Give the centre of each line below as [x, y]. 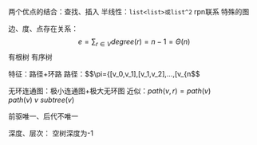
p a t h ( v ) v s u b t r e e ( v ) [42, 100]
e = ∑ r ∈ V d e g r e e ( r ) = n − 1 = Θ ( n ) [134, 42]
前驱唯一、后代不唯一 [43, 116]
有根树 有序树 [30, 57]
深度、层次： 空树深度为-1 [51, 133]
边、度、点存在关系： [43, 29]
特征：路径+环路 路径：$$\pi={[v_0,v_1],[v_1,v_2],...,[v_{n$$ [104, 73]
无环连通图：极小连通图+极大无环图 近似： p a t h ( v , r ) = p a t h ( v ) [110, 91]
